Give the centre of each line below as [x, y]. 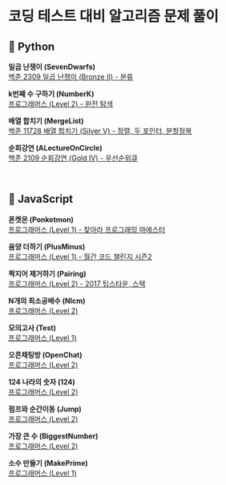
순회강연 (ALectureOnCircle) [55, 148]
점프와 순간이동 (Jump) [45, 409]
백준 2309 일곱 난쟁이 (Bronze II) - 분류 [71, 77]
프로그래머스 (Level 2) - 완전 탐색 [61, 104]
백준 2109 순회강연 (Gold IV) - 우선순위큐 [73, 158]
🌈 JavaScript [41, 199]
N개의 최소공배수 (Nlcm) [47, 301]
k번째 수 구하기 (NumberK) [51, 94]
